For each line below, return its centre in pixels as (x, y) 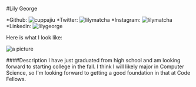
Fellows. (16, 79)
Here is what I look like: (34, 37)
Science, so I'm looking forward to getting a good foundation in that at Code (98, 73)
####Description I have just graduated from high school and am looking (93, 60)
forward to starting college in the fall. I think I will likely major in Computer (95, 66)
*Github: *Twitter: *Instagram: (73, 20)
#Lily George (22, 9)
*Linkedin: (19, 26)
